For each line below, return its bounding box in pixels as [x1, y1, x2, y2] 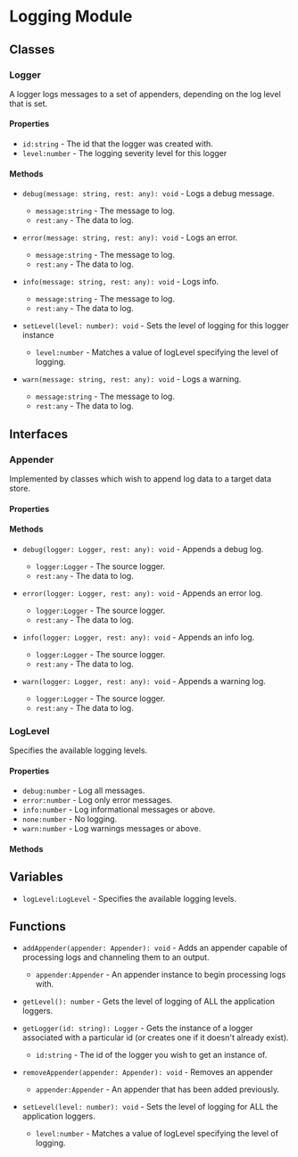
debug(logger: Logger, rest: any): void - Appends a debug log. [21, 543, 264, 554]
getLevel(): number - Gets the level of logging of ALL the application [21, 996, 275, 1007]
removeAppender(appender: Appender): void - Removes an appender [21, 1067, 274, 1078]
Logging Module [9, 6, 133, 27]
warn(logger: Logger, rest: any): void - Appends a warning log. [21, 675, 266, 686]
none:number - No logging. [21, 814, 118, 824]
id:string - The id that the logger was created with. [21, 138, 214, 149]
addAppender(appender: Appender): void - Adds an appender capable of [21, 943, 288, 954]
